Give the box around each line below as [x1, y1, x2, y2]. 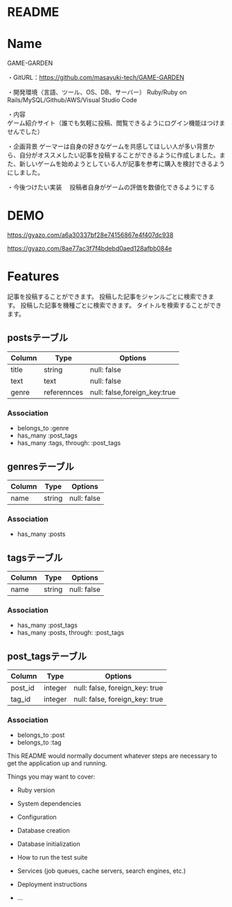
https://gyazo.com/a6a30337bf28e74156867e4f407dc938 [7, 231, 174, 240]
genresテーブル [7, 460, 74, 472]
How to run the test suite [17, 854, 88, 862]
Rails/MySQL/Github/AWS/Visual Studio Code [7, 96, 137, 104]
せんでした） [7, 128, 44, 136]
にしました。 [7, 168, 44, 177]
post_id [10, 683, 35, 693]
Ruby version [17, 786, 55, 794]
